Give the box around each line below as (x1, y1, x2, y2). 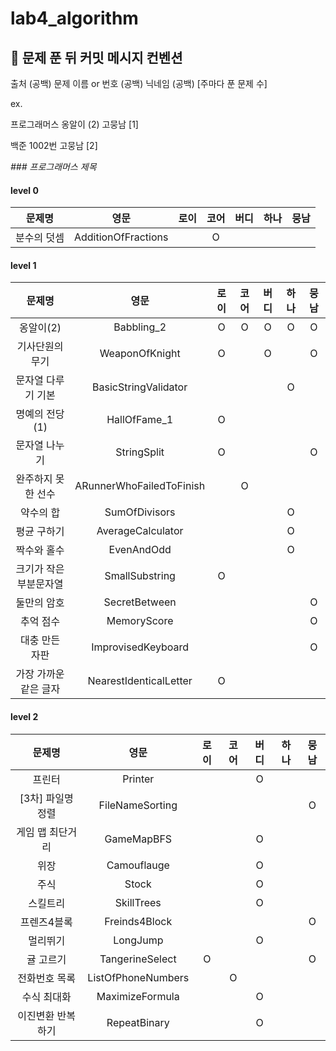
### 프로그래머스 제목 (10, 161, 97, 172)
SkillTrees (114, 895, 162, 909)
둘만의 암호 (15, 596, 65, 610)
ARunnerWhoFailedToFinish (74, 479, 206, 493)
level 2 (10, 711, 39, 722)
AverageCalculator (96, 524, 184, 538)
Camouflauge (106, 858, 170, 872)
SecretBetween (103, 595, 177, 609)
